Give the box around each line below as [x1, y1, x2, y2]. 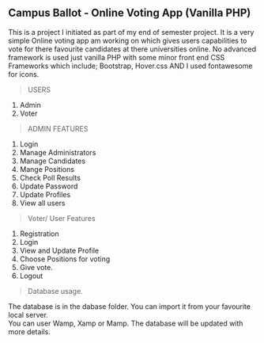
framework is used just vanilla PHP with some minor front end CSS [8, 52, 225, 62]
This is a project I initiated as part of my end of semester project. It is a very [8, 27, 255, 36]
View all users [19, 198, 66, 208]
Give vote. [19, 262, 53, 272]
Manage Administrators [19, 147, 96, 157]
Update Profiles [19, 189, 71, 199]
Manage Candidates [19, 156, 85, 166]
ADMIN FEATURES [27, 124, 89, 133]
